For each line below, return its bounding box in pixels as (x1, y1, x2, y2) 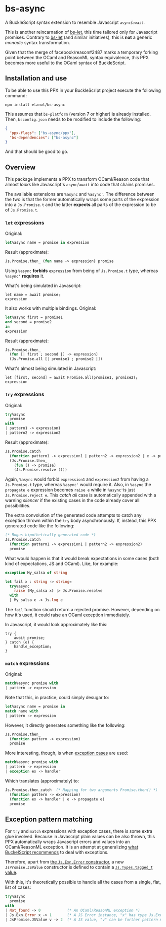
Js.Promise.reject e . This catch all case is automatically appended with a (5, 492, 157, 498)
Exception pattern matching (5, 815, 93, 823)
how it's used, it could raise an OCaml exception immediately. (5, 612, 130, 618)
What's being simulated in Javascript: (5, 283, 82, 288)
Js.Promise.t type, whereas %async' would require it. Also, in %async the (5, 482, 152, 488)
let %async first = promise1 (5, 315, 63, 320)
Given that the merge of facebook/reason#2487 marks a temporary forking (5, 49, 158, 55)
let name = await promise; (5, 292, 61, 297)
